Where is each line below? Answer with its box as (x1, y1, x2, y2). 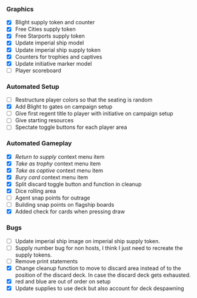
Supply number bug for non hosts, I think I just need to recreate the (15, 244, 183, 251)
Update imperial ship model (15, 39, 84, 47)
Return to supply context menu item (15, 153, 105, 160)
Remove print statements (15, 257, 78, 265)
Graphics (6, 5, 34, 13)
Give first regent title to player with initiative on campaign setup (15, 110, 173, 117)
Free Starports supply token (15, 32, 85, 40)
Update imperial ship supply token (15, 46, 101, 54)
